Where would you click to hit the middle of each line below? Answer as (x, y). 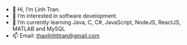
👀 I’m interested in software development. (65, 16)
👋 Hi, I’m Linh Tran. (36, 9)
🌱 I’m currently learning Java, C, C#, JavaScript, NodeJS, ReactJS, (96, 22)
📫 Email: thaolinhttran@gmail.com (56, 36)
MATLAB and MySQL (39, 29)
